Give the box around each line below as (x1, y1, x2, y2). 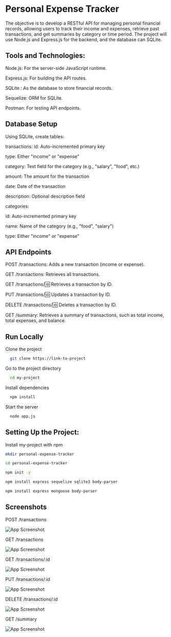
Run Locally (5, 332, 44, 341)
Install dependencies (5, 384, 50, 390)
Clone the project (5, 346, 42, 352)
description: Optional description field (5, 193, 85, 199)
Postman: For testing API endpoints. (5, 105, 81, 111)
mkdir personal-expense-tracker (5, 452, 74, 457)
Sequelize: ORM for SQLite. (5, 95, 63, 101)
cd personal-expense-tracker (5, 461, 68, 466)
